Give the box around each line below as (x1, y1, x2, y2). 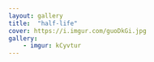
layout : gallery (8, 11, 63, 20)
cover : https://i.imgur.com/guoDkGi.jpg (8, 27, 148, 35)
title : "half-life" (8, 19, 79, 27)
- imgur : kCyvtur (23, 42, 82, 50)
